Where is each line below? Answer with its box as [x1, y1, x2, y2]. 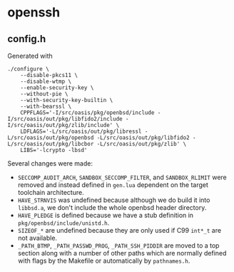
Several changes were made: [7, 159, 93, 168]
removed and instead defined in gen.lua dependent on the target [17, 181, 209, 189]
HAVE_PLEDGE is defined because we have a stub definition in [17, 211, 194, 219]
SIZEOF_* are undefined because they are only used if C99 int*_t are [17, 226, 222, 234]
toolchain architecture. [17, 188, 84, 196]
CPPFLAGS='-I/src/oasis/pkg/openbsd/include [20, 109, 155, 116]
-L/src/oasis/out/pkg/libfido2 [96, 134, 190, 141]
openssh [7, 4, 61, 21]
